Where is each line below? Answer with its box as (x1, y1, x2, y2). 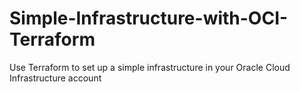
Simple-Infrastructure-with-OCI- (9, 7, 289, 30)
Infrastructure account (9, 72, 102, 84)
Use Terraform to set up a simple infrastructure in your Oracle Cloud (9, 61, 291, 73)
